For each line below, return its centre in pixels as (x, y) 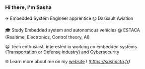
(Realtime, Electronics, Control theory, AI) (47, 37)
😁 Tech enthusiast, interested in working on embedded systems (71, 47)
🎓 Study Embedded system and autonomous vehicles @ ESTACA (73, 30)
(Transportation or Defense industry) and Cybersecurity (62, 52)
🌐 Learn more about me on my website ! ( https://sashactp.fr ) (68, 62)
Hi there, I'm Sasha (29, 7)
